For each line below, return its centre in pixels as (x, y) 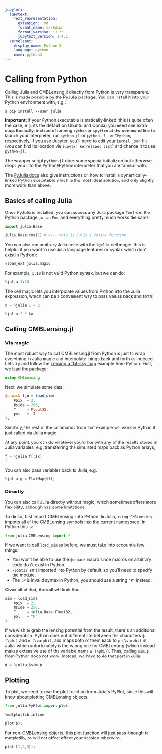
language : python (31, 50)
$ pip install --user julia (33, 111)
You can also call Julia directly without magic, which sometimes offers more (81, 502)
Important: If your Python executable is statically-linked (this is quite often (79, 120)
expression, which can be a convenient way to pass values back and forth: (79, 296)
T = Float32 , (31, 410)
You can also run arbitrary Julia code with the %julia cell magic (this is (75, 244)
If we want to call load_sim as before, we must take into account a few (75, 545)
